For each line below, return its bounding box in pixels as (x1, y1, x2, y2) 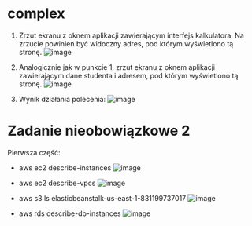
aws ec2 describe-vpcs (18, 178, 96, 188)
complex (7, 5, 65, 23)
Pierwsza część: (7, 148, 61, 157)
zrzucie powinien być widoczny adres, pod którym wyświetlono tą (18, 38, 234, 48)
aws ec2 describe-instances (18, 162, 112, 173)
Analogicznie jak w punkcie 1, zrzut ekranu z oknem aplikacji (18, 62, 216, 71)
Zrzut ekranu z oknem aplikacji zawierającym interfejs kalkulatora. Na (18, 31, 245, 40)
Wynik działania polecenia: (18, 94, 106, 104)
